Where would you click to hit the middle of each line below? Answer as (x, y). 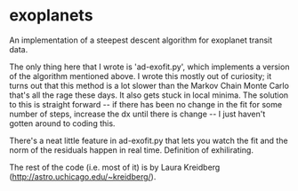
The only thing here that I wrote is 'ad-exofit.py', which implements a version (149, 67)
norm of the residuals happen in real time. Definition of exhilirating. (131, 150)
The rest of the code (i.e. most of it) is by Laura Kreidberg (115, 167)
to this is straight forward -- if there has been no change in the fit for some (146, 104)
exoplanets (51, 16)
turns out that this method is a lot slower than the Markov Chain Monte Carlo (149, 85)
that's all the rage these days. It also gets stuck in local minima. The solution (149, 95)
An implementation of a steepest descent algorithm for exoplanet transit (141, 40)
